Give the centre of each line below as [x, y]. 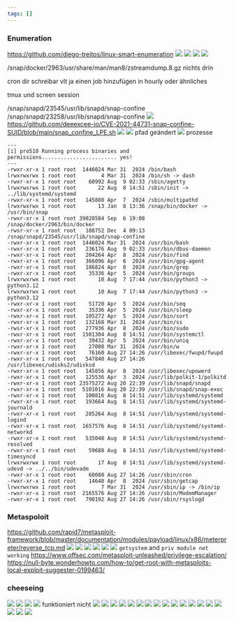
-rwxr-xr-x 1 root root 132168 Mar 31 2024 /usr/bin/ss [95, 322]
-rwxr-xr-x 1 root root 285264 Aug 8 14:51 [76, 414]
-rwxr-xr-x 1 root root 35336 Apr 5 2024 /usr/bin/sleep [100, 310]
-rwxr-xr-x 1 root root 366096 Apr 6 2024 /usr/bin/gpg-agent [106, 261]
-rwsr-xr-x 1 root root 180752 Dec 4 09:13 [76, 230]
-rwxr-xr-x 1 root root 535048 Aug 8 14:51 [76, 438]
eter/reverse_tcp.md [36, 548]
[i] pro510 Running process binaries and [68, 151]
